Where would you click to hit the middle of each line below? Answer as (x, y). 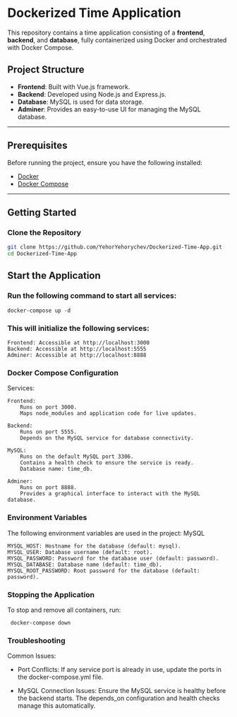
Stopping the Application (51, 594)
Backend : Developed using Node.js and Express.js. (92, 94)
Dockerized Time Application (94, 13)
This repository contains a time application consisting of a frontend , (106, 32)
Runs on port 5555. (49, 432)
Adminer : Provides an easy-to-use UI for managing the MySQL (109, 109)
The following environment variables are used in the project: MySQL (106, 533)
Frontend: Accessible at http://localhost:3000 (79, 343)
